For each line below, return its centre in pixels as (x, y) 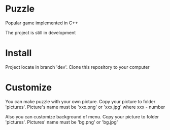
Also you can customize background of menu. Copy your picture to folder (82, 116)
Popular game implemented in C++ (42, 23)
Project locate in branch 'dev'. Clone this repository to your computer (77, 67)
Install (19, 53)
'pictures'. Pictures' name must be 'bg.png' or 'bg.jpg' (62, 122)
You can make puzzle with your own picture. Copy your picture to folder (80, 101)
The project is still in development (41, 32)
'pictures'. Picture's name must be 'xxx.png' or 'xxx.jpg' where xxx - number (85, 107)
